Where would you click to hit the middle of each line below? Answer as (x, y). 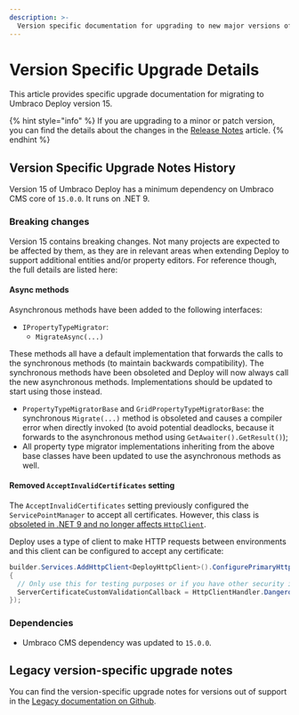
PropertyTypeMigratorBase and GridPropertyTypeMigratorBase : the (143, 408)
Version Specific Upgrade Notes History (122, 168)
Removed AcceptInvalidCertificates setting (92, 486)
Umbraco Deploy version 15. (61, 104)
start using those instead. (56, 391)
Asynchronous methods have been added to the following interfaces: (136, 309)
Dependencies (41, 623)
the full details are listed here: (64, 269)
